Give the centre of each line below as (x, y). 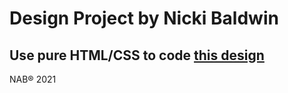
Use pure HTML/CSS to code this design (137, 55)
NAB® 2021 (33, 79)
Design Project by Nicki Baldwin (144, 18)
